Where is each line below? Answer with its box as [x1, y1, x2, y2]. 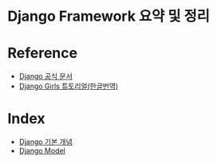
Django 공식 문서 [18, 72, 73, 81]
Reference [7, 45, 77, 62]
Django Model [18, 146, 65, 156]
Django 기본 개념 [18, 137, 73, 147]
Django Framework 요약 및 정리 [7, 7, 211, 25]
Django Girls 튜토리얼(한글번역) [18, 81, 119, 91]
